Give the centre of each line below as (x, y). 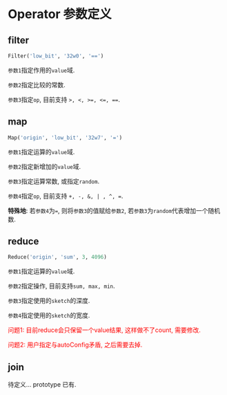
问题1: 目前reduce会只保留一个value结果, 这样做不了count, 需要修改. (104, 330)
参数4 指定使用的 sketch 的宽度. (49, 315)
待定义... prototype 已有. (42, 385)
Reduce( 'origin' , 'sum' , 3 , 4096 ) (58, 257)
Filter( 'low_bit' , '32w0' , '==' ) (56, 56)
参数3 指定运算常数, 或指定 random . (53, 181)
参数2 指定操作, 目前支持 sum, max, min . (62, 286)
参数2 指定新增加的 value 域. (45, 166)
